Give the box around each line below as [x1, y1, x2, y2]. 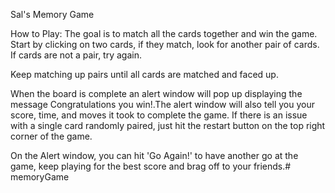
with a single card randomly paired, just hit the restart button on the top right [10, 120, 326, 131]
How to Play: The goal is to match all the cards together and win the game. [10, 28, 318, 39]
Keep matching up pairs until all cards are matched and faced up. [10, 69, 279, 80]
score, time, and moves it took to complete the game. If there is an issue [10, 109, 308, 121]
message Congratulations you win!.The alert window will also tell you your [10, 99, 316, 110]
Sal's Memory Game [10, 9, 95, 20]
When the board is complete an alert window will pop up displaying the [10, 88, 303, 99]
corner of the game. [10, 130, 93, 142]
